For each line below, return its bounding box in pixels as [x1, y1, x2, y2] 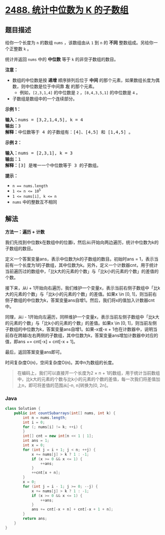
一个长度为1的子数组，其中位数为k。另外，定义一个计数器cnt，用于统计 [13, 262, 159, 268]
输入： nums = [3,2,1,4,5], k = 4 [5, 117, 83, 122]
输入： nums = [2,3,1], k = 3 [5, 150, 73, 156]
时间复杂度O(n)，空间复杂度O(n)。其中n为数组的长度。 [5, 359, 117, 365]
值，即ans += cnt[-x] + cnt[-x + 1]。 [5, 338, 78, 344]
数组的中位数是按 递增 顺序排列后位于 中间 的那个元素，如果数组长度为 [12, 77, 156, 83]
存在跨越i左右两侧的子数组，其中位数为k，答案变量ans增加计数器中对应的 [9, 332, 159, 338]
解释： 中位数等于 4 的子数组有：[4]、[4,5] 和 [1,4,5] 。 [5, 129, 133, 135]
